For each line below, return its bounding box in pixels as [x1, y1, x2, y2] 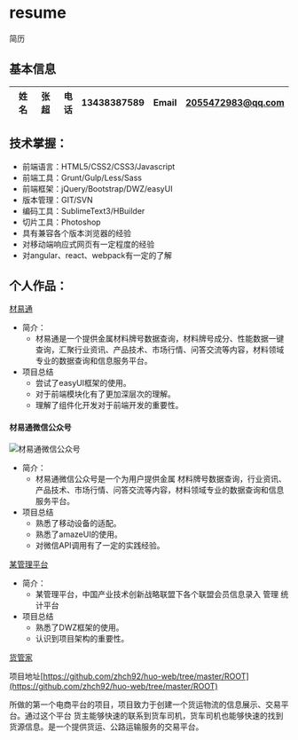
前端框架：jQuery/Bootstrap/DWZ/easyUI [21, 183, 173, 193]
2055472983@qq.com [185, 96, 285, 108]
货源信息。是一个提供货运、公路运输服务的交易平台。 [9, 721, 204, 732]
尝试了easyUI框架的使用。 [35, 378, 131, 389]
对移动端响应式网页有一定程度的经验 [21, 239, 155, 249]
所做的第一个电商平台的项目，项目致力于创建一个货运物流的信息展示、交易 [9, 699, 281, 710]
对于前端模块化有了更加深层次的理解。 [35, 389, 176, 399]
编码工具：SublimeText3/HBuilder [21, 205, 145, 216]
